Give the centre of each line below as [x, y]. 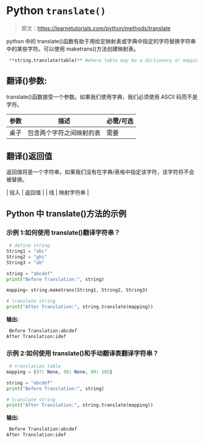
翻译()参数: [27, 81]
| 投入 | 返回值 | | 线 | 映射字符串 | [48, 193]
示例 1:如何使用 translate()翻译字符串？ [63, 232]
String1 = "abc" [27, 251]
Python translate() [56, 11]
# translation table [35, 366]
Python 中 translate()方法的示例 [66, 214]
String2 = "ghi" [27, 257]
